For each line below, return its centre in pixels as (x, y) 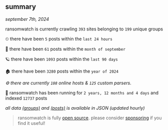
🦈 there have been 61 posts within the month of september (65, 49)
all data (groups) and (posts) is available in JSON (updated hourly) (75, 108)
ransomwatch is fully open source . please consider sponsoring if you (90, 118)
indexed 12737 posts (26, 98)
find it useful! (31, 123)
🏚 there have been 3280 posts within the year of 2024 (62, 71)
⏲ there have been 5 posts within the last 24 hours (59, 39)
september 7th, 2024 (27, 19)
